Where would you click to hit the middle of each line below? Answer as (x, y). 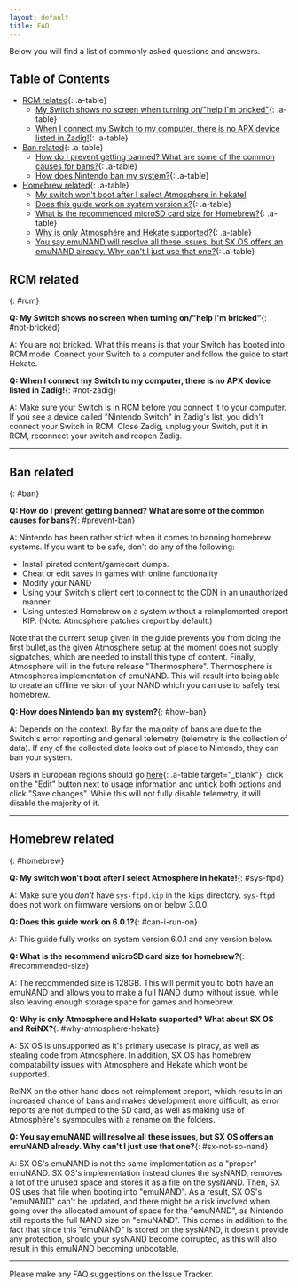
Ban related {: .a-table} (63, 148)
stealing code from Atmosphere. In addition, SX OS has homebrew (130, 1055)
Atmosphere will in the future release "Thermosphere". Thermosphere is (141, 666)
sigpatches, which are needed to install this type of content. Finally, (132, 656)
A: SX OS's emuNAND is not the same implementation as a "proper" (133, 1163)
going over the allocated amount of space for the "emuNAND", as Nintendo (146, 1211)
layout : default (39, 17)
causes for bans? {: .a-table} (86, 166)
